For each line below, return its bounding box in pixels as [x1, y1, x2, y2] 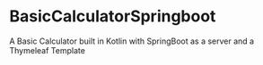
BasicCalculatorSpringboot [9, 6, 216, 27]
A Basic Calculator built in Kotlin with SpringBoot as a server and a [9, 36, 254, 46]
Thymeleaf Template [9, 45, 85, 55]
